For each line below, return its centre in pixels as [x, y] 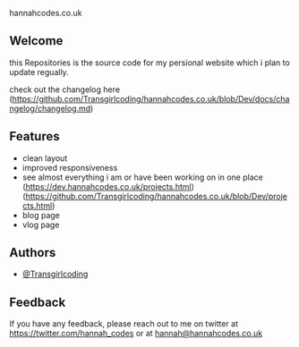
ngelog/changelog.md [50, 108]
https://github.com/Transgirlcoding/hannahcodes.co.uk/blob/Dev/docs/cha [151, 98]
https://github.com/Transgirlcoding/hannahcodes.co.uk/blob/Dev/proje [157, 196]
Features [34, 136]
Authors [33, 253]
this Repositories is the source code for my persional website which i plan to [150, 63]
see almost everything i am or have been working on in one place [143, 177]
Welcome [36, 41]
